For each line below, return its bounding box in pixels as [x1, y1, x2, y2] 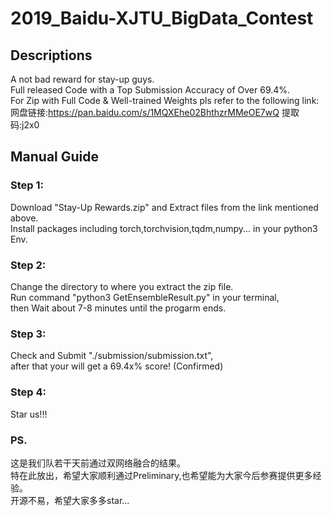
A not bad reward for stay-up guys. [10, 73, 155, 85]
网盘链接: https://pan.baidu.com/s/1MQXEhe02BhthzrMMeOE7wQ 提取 [10, 107, 300, 118]
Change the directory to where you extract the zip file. [10, 280, 234, 292]
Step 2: [10, 258, 47, 272]
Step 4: [10, 385, 47, 399]
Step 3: [10, 327, 47, 341]
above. [10, 212, 39, 224]
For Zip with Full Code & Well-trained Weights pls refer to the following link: [10, 95, 320, 106]
